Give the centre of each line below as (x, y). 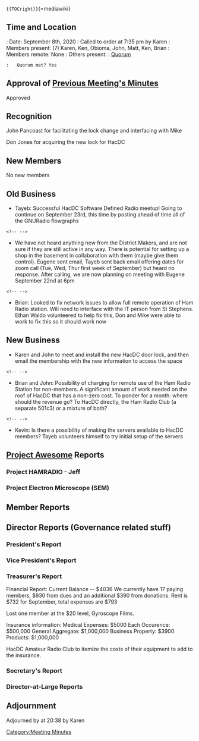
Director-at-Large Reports (45, 686)
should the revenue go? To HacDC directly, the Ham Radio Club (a (95, 401)
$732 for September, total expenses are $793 (62, 602)
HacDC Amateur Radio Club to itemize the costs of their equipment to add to (99, 649)
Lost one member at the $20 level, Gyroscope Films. (70, 613)
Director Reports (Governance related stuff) (89, 527)
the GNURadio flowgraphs (47, 221)
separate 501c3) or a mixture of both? (61, 408)
